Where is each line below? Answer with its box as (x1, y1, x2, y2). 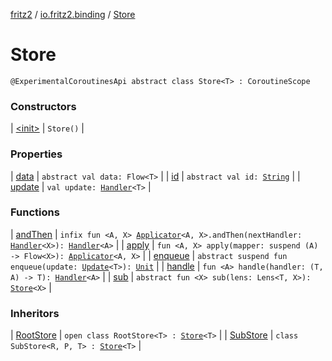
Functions (10, 205, 60, 219)
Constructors (10, 99, 77, 113)
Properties (10, 147, 63, 161)
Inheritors (10, 306, 60, 320)
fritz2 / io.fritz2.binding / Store (10, 9, 136, 20)
